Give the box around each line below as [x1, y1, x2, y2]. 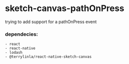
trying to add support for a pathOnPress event [5, 19, 97, 25]
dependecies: [5, 31, 38, 38]
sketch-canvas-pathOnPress [5, 3, 125, 14]
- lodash [5, 50, 23, 55]
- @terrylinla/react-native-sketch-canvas [5, 54, 92, 59]
